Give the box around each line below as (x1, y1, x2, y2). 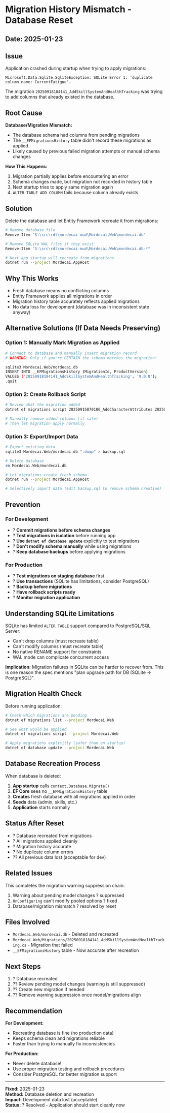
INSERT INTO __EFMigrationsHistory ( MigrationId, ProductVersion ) (5, 369, 148, 375)
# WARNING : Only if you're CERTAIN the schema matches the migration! (5, 355, 157, 360)
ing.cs (12, 943, 27, 948)
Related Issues (5, 869, 53, 878)
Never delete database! (12, 1060, 62, 1066)
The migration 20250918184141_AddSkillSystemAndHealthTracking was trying (5, 88, 163, 95)
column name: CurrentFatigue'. (5, 80, 71, 85)
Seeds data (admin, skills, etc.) (12, 799, 77, 805)
